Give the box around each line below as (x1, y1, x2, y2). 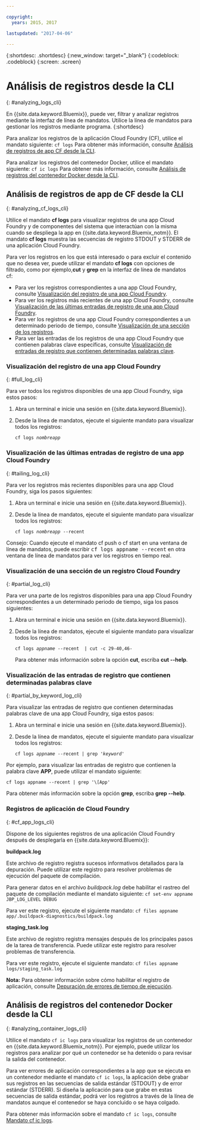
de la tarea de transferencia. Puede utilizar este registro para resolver (6, 941, 177, 948)
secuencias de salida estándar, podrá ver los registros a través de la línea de (6, 1092, 194, 1100)
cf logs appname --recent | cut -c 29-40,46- (14, 646, 133, 652)
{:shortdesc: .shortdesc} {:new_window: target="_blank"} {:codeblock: (6, 52, 180, 59)
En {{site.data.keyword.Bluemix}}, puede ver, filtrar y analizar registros (6, 110, 179, 118)
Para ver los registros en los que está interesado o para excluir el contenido (6, 253, 192, 260)
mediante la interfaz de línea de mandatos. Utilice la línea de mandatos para (6, 117, 192, 124)
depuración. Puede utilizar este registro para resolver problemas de (6, 865, 172, 873)
